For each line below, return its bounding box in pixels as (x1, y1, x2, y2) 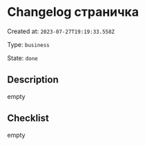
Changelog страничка (7, 4, 139, 20)
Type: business (7, 40, 50, 48)
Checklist (7, 112, 50, 125)
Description (7, 74, 59, 86)
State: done (7, 53, 38, 62)
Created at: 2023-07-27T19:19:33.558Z (7, 27, 115, 35)
